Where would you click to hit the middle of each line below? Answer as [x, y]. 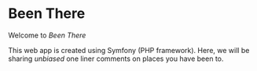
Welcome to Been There [47, 35]
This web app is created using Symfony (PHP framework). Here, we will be [129, 50]
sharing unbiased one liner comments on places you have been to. [116, 59]
